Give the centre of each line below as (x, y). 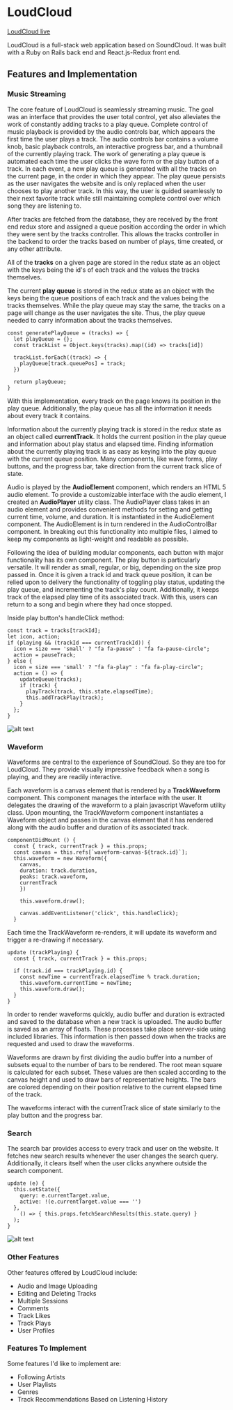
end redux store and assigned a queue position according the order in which (117, 227)
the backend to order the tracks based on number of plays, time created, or (115, 241)
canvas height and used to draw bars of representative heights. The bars (112, 1079)
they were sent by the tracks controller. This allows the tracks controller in (113, 233)
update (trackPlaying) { (43, 952)
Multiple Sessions (42, 1301)
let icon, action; (34, 636)
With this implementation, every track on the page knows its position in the (114, 401)
